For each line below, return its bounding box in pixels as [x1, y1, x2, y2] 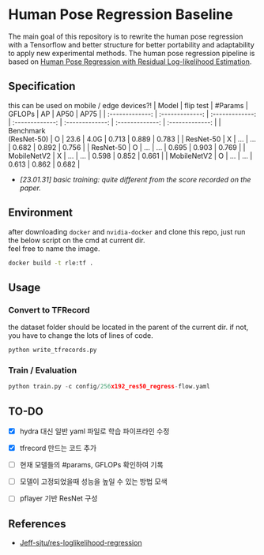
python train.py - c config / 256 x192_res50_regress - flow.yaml [8, 383, 211, 391]
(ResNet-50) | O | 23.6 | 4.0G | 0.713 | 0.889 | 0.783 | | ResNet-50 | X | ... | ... [8, 134, 257, 144]
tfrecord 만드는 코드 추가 [19, 444, 97, 453]
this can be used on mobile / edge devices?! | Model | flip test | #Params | [8, 100, 249, 110]
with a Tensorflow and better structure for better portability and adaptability [8, 39, 255, 49]
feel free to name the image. [8, 243, 100, 253]
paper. [19, 183, 42, 193]
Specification [8, 80, 76, 93]
